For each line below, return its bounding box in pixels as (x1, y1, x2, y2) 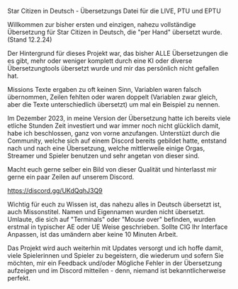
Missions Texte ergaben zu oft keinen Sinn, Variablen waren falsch (7, 85, 202, 93)
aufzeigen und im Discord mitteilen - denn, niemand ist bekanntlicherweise (7, 266, 226, 275)
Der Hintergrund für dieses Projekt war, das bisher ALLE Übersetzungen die (7, 49, 229, 57)
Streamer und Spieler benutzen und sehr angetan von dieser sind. (7, 152, 200, 160)
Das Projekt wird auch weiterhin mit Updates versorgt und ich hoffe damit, (7, 244, 223, 252)
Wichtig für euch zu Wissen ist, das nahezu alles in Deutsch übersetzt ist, (7, 200, 222, 208)
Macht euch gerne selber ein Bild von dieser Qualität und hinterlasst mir (7, 165, 217, 173)
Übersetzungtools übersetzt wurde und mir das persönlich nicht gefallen (7, 64, 220, 72)
